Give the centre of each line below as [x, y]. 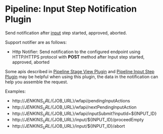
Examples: [15, 91]
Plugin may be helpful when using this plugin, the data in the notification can [81, 77]
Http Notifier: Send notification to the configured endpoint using [76, 52]
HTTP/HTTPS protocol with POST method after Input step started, [78, 57]
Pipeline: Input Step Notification [71, 9]
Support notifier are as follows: [36, 42]
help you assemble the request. [36, 82]
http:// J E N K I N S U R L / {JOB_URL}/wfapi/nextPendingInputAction [74, 107]
